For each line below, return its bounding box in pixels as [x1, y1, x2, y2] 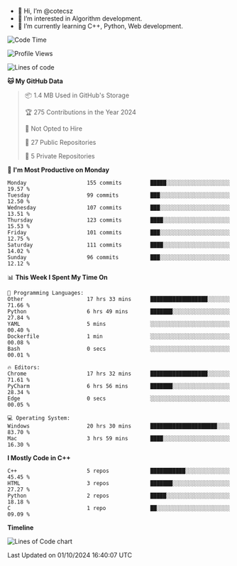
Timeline [7, 523, 34, 532]
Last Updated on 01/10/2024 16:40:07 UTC [7, 551, 133, 559]
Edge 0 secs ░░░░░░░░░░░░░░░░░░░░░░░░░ [7, 395, 231, 402]
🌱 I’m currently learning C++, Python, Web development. [17, 22, 183, 30]
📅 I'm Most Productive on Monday [7, 165, 110, 174]
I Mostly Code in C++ [7, 454, 71, 462]
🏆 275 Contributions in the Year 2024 [24, 108, 136, 116]
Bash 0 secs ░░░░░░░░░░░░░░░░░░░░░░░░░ [7, 345, 231, 352]
